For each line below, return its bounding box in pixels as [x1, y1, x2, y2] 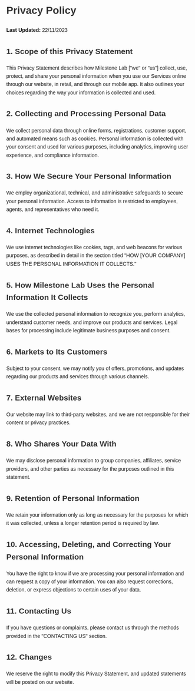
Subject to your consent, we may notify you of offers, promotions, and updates [6, 365, 184, 372]
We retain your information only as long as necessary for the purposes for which [6, 511, 189, 518]
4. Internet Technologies [6, 226, 95, 236]
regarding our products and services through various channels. [6, 373, 150, 380]
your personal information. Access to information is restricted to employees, [6, 198, 178, 204]
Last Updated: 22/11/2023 [6, 27, 68, 33]
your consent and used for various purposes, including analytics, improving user [6, 144, 189, 150]
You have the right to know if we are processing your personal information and [6, 570, 184, 577]
